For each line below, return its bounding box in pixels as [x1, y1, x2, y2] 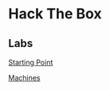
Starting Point [8, 57, 53, 67]
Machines [8, 73, 41, 82]
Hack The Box [8, 5, 102, 23]
